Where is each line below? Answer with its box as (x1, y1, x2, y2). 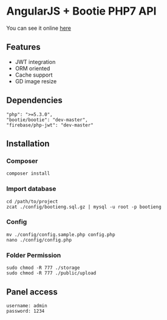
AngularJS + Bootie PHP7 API (6, 4, 157, 18)
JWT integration (15, 58, 56, 65)
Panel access (6, 287, 58, 297)
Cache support (15, 71, 53, 78)
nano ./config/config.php (6, 237, 72, 243)
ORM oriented (15, 64, 50, 72)
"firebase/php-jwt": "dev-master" (6, 122, 94, 128)
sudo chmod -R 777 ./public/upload (6, 270, 97, 276)
